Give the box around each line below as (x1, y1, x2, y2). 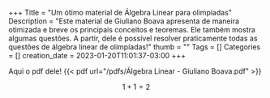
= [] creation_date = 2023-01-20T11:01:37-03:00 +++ (8, 51, 186, 60)
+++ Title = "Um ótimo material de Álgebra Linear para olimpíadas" (8, 8, 233, 17)
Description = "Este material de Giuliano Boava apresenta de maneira (8, 16, 240, 26)
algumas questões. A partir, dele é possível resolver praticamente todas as (8, 33, 258, 43)
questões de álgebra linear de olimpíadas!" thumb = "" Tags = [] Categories (8, 42, 261, 52)
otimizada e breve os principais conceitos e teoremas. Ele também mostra (8, 25, 255, 34)
